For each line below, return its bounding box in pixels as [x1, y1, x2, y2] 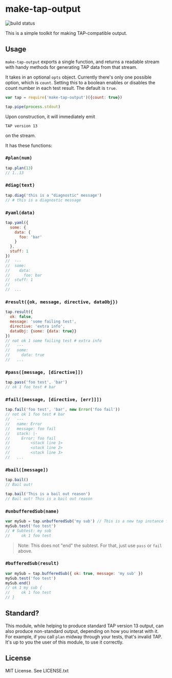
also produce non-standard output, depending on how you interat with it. [5, 628, 159, 634]
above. [17, 548, 33, 554]
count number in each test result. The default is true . [5, 85, 117, 91]
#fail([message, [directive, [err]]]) [5, 397, 102, 402]
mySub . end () [5, 580, 31, 586]
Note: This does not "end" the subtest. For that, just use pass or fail [17, 542, 162, 549]
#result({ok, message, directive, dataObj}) [5, 299, 118, 305]
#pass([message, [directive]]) [5, 369, 83, 375]
